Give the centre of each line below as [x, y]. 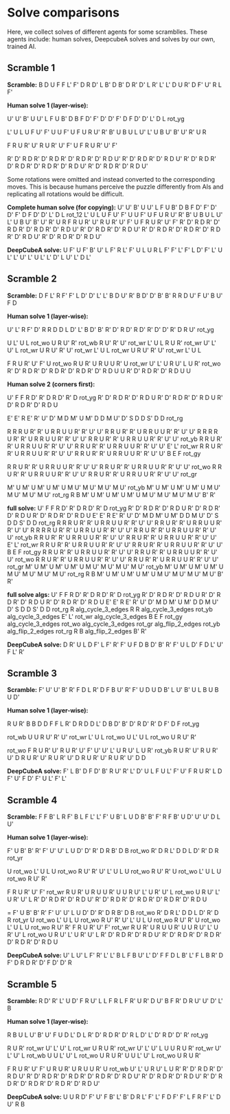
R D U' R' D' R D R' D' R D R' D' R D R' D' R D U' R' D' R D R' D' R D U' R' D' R [115, 1076]
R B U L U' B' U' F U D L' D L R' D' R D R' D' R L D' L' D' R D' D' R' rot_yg [107, 1035]
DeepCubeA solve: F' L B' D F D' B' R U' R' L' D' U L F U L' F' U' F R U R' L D [115, 771]
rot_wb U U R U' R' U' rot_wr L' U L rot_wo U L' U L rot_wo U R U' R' [102, 737]
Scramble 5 [32, 984]
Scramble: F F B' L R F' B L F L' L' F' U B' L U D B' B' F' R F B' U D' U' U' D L [114, 817]
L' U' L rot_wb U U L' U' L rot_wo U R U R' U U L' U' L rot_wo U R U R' [104, 1055]
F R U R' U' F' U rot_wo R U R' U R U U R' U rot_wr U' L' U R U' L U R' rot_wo [114, 364]
